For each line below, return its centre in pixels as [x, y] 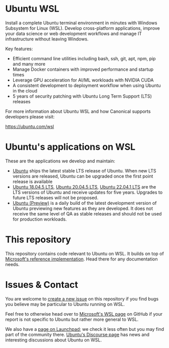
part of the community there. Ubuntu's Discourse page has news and [77, 334]
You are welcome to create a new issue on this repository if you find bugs [82, 298]
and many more [29, 64]
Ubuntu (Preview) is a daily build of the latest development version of [85, 203]
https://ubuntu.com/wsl [30, 126]
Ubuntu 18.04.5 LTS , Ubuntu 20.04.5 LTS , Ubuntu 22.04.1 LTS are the [84, 187]
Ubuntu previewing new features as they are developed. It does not [83, 208]
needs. [12, 264]
